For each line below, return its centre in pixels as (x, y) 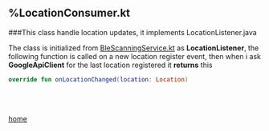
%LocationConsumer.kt (69, 13)
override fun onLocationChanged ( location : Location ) (98, 79)
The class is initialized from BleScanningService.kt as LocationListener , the (134, 48)
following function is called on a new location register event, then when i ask (134, 56)
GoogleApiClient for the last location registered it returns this (110, 65)
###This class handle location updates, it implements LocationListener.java (132, 32)
